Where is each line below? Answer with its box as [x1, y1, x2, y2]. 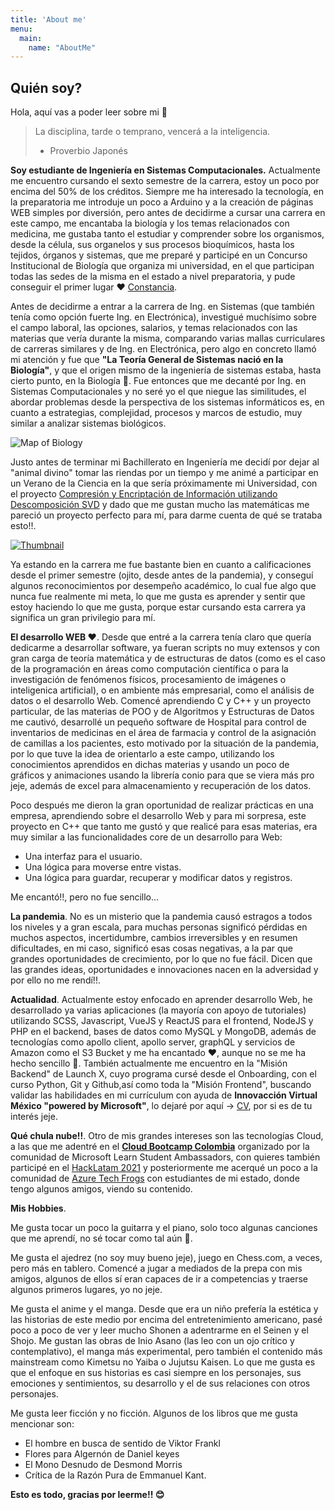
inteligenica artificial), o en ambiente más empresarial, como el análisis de [10, 684, 315, 696]
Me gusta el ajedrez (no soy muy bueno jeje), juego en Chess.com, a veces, [10, 1252, 323, 1264]
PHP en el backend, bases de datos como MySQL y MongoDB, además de [10, 1026, 317, 1038]
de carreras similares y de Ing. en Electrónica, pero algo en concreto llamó [10, 343, 317, 355]
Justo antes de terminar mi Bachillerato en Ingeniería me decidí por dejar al [10, 456, 320, 468]
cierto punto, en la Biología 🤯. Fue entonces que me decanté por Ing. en [10, 375, 307, 387]
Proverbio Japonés [49, 145, 128, 157]
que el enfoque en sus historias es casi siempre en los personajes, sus [10, 1367, 302, 1379]
